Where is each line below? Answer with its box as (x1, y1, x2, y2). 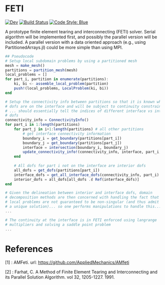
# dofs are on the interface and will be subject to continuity (5, 104, 139, 109)
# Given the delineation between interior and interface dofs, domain (5, 190, 153, 196)
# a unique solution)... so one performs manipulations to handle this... (5, 204, 162, 209)
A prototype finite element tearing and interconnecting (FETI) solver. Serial (5, 28, 156, 34)
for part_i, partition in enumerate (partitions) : (5, 77, 109, 82)
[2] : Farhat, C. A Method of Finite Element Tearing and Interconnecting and (5, 269, 158, 275)
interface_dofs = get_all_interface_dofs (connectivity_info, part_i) (14, 172, 160, 177)
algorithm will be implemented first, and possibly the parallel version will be (5, 34, 157, 40)
